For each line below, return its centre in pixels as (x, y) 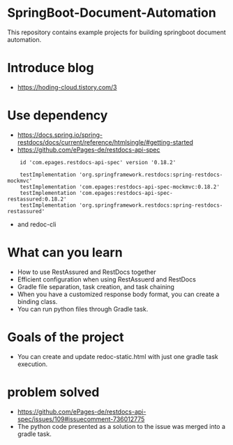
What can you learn (65, 252)
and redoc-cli (37, 224)
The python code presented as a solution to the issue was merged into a (121, 426)
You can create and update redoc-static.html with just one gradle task (118, 356)
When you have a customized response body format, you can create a (118, 294)
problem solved (53, 392)
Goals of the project (66, 337)
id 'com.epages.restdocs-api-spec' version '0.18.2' (98, 162)
